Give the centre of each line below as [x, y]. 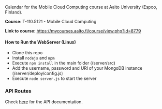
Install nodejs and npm [33, 58]
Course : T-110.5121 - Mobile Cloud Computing [51, 22]
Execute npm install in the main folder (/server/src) [64, 63]
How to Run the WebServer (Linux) [41, 42]
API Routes [18, 91]
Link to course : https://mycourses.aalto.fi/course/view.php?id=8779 [73, 31]
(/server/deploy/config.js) [37, 73]
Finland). [14, 12]
